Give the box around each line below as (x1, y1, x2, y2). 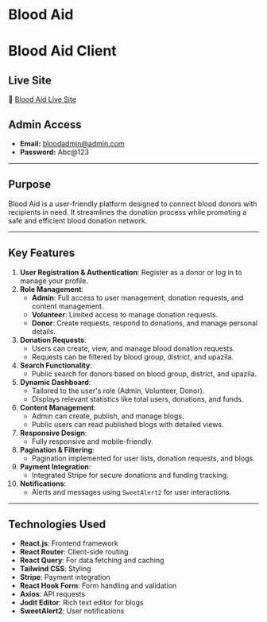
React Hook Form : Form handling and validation (19, 581, 177, 590)
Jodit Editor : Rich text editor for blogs (19, 598, 145, 608)
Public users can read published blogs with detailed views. (31, 419, 224, 429)
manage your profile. (19, 276, 89, 286)
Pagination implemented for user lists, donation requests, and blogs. (31, 453, 256, 463)
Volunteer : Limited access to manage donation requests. (31, 309, 219, 319)
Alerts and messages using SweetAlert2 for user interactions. (31, 487, 232, 496)
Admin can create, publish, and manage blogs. (31, 411, 184, 421)
